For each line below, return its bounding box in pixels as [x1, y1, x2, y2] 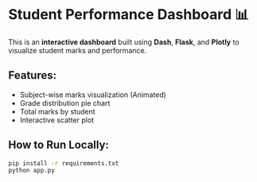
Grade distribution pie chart [19, 98, 111, 107]
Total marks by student [19, 106, 95, 116]
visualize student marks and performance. [8, 45, 147, 55]
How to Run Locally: [8, 138, 110, 152]
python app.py [8, 167, 56, 175]
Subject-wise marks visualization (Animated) [19, 90, 167, 99]
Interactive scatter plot [19, 115, 94, 125]
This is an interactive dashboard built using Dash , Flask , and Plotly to [8, 37, 240, 47]
